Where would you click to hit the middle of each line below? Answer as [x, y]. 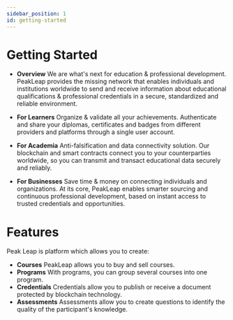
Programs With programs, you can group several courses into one [112, 272]
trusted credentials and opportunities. [71, 204]
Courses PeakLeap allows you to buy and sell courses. [96, 265]
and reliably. [34, 168]
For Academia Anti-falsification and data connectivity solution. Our [113, 146]
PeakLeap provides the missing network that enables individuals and [115, 82]
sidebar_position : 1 [37, 14]
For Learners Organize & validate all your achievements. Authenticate [116, 117]
